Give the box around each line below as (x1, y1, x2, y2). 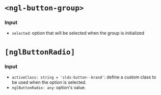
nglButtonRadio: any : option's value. (11, 84, 86, 90)
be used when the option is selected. (11, 79, 87, 85)
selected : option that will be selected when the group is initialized (11, 30, 144, 36)
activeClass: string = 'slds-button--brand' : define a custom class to (11, 74, 157, 80)
